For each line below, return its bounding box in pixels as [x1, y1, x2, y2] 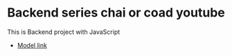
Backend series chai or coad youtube [7, 5, 225, 21]
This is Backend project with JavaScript [7, 28, 121, 36]
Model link [17, 41, 47, 49]
